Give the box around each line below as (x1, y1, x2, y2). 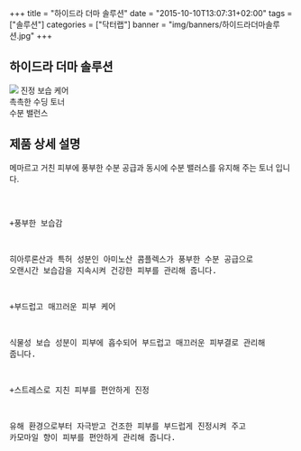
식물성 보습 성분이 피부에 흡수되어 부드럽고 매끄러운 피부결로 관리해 (9, 337, 266, 347)
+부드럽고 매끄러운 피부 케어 (9, 301, 116, 311)
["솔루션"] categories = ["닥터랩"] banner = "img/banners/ (9, 19, 223, 30)
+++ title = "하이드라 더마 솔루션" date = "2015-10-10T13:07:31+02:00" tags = (9, 8, 293, 18)
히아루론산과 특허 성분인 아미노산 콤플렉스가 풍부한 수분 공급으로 (9, 253, 254, 264)
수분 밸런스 (9, 107, 49, 118)
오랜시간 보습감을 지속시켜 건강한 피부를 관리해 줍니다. (9, 265, 218, 275)
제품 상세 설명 (9, 136, 81, 152)
